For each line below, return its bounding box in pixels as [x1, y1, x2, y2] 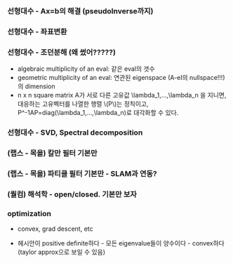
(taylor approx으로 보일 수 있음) [17, 248, 105, 257]
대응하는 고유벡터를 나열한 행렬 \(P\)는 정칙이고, [17, 100, 149, 108]
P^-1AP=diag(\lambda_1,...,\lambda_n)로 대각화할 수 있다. [17, 109, 179, 117]
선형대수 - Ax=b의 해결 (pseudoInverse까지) [7, 6, 154, 15]
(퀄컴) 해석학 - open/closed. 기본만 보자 [7, 189, 137, 199]
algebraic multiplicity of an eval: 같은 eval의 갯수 [17, 65, 156, 73]
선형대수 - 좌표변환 [7, 27, 67, 36]
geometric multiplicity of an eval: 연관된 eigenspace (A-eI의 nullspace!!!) [17, 74, 226, 82]
